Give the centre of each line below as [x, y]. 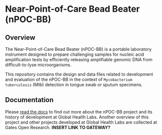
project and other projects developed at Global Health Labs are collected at [81, 122]
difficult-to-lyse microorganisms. [38, 65]
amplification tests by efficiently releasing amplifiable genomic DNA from [79, 59]
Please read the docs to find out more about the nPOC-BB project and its [79, 112]
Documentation [29, 100]
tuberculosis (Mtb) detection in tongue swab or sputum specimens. [74, 85]
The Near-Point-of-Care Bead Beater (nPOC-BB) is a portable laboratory [78, 49]
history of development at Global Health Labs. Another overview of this [77, 117]
